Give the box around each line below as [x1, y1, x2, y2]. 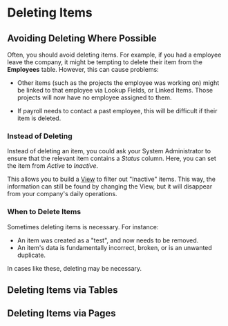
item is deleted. [17, 114, 61, 122]
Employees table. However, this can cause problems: [7, 66, 159, 73]
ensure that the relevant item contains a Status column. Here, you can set [7, 154, 216, 163]
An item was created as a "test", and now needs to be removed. [17, 236, 199, 245]
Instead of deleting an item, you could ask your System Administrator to [7, 147, 211, 155]
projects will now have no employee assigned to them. [17, 93, 172, 102]
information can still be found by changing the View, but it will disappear [7, 182, 213, 191]
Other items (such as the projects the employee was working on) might [17, 79, 220, 87]
